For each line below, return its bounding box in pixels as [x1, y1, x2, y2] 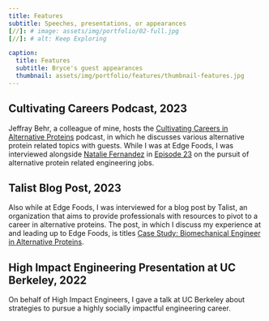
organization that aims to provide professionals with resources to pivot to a [8, 212, 258, 221]
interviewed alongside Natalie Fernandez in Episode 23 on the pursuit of [8, 149, 250, 159]
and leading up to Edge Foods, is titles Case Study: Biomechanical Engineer [8, 229, 261, 238]
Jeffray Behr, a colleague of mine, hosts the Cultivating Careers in [8, 123, 228, 133]
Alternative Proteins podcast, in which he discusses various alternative [8, 131, 245, 142]
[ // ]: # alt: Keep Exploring [8, 34, 107, 43]
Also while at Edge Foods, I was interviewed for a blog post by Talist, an [8, 203, 248, 212]
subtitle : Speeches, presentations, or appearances [8, 19, 186, 28]
